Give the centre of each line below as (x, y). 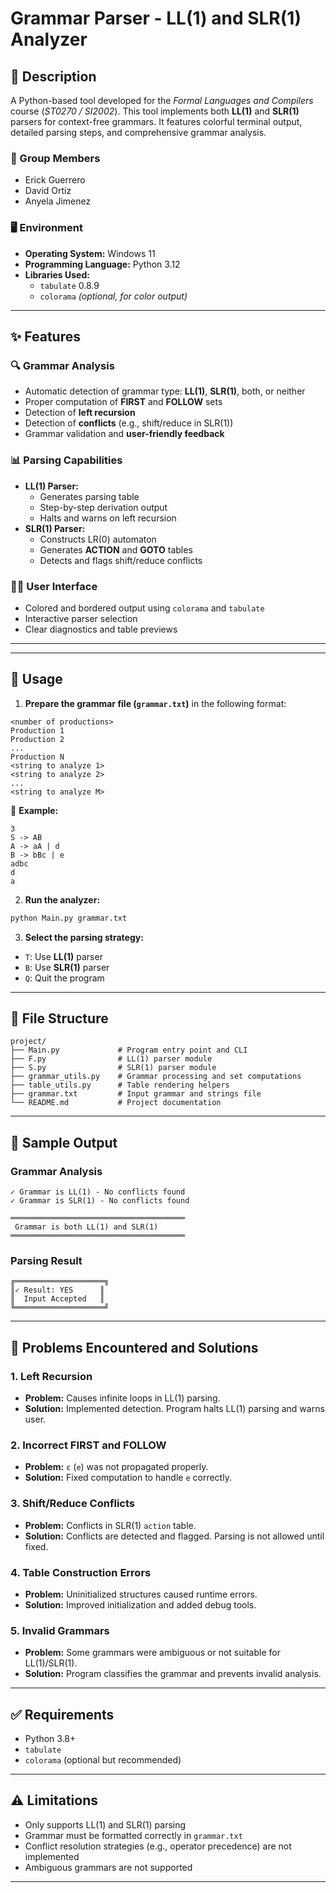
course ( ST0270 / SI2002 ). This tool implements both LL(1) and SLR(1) (155, 111)
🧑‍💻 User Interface (54, 586)
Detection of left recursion (80, 413)
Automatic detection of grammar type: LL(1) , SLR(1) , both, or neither (165, 391)
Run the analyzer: (62, 899)
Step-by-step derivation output (103, 507)
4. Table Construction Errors (81, 1572)
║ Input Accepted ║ (57, 1299)
